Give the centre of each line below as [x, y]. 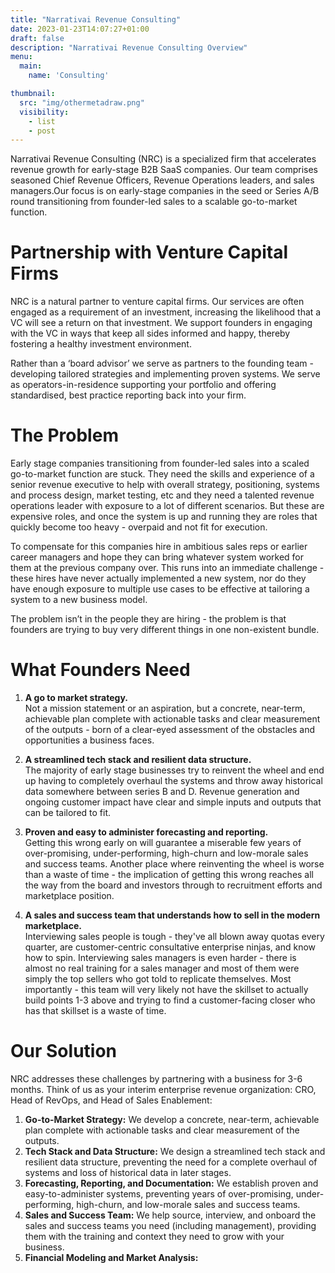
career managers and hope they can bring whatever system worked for [157, 557]
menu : [21, 57]
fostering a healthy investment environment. [101, 344]
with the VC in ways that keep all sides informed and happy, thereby [150, 333]
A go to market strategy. [76, 698]
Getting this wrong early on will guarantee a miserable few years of [163, 843]
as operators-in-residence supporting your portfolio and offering [143, 385]
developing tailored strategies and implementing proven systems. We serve [165, 374]
